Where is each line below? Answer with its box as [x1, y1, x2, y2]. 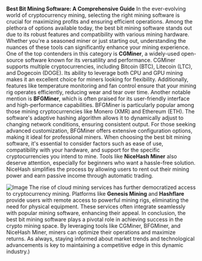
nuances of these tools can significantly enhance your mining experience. [6, 43, 190, 51]
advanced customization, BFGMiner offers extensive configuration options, [6, 127, 193, 134]
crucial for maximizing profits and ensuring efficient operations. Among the [6, 18, 193, 25]
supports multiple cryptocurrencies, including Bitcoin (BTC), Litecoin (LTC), [6, 63, 193, 70]
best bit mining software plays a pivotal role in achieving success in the [6, 216, 183, 223]
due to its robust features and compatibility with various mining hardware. [6, 31, 190, 38]
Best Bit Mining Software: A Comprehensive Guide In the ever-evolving [6, 5, 186, 12]
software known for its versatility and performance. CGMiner [25, 57, 176, 63]
